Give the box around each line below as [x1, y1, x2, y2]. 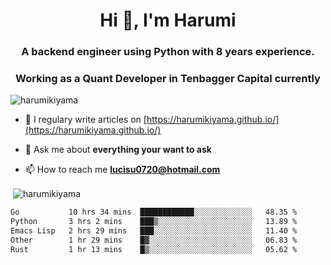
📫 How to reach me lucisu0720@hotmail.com [24, 164, 221, 176]
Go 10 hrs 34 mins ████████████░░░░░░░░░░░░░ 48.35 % [10, 207, 298, 218]
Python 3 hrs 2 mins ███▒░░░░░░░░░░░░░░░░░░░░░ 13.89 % [10, 216, 298, 226]
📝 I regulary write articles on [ [24, 114, 147, 126]
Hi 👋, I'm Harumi [99, 9, 237, 32]
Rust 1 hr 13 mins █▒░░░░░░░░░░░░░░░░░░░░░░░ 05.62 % [10, 244, 298, 254]
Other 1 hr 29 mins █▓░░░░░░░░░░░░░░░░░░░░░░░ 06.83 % [10, 235, 298, 245]
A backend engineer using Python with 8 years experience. [21, 45, 315, 59]
